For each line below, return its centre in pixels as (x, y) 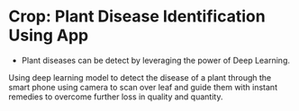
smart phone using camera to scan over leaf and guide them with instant (143, 87)
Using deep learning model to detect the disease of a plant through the (140, 77)
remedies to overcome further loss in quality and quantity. (116, 97)
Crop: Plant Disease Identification (137, 17)
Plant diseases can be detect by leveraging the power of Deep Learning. (155, 60)
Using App (49, 35)
